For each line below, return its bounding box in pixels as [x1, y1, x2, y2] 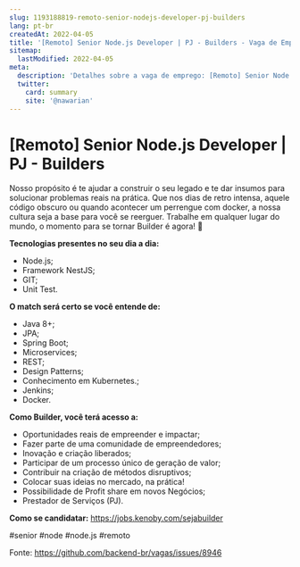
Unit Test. [21, 284, 58, 295]
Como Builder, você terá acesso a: [9, 412, 138, 422]
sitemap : [9, 46, 42, 55]
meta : [9, 63, 29, 72]
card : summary [25, 88, 78, 96]
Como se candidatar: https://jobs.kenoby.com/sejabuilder [9, 513, 223, 523]
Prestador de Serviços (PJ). [21, 496, 124, 506]
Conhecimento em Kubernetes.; [21, 376, 140, 387]
